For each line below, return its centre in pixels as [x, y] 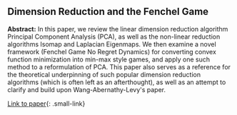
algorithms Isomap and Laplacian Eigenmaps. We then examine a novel [112, 44]
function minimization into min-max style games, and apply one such [109, 59]
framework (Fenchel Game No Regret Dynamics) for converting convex [112, 51]
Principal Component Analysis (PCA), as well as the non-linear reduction [114, 36]
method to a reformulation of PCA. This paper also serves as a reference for [119, 66]
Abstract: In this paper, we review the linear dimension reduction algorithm [118, 29]
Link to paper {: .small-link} [46, 104]
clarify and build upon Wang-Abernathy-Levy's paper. [87, 89]
